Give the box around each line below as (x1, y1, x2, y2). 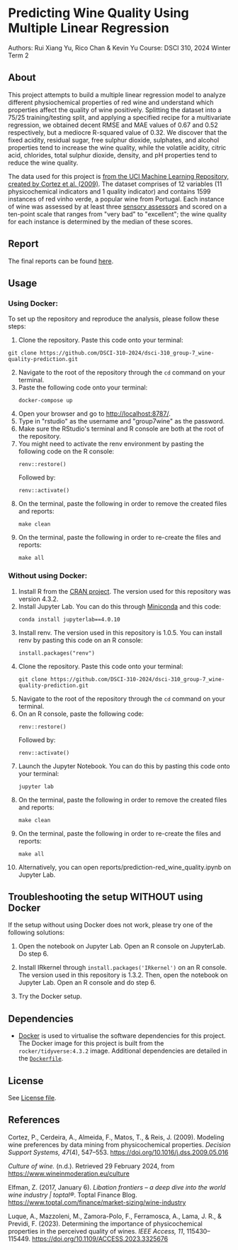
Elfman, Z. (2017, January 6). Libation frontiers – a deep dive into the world (8, 1183, 226, 1191)
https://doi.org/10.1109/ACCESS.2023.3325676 (32, 1234, 169, 1243)
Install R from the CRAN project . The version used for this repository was (18, 587, 231, 595)
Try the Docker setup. (18, 992, 82, 1001)
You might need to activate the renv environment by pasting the (18, 440, 205, 448)
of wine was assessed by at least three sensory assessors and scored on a (8, 202, 227, 211)
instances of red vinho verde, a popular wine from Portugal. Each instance (8, 194, 225, 203)
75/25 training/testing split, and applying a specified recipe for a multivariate (8, 113, 231, 121)
